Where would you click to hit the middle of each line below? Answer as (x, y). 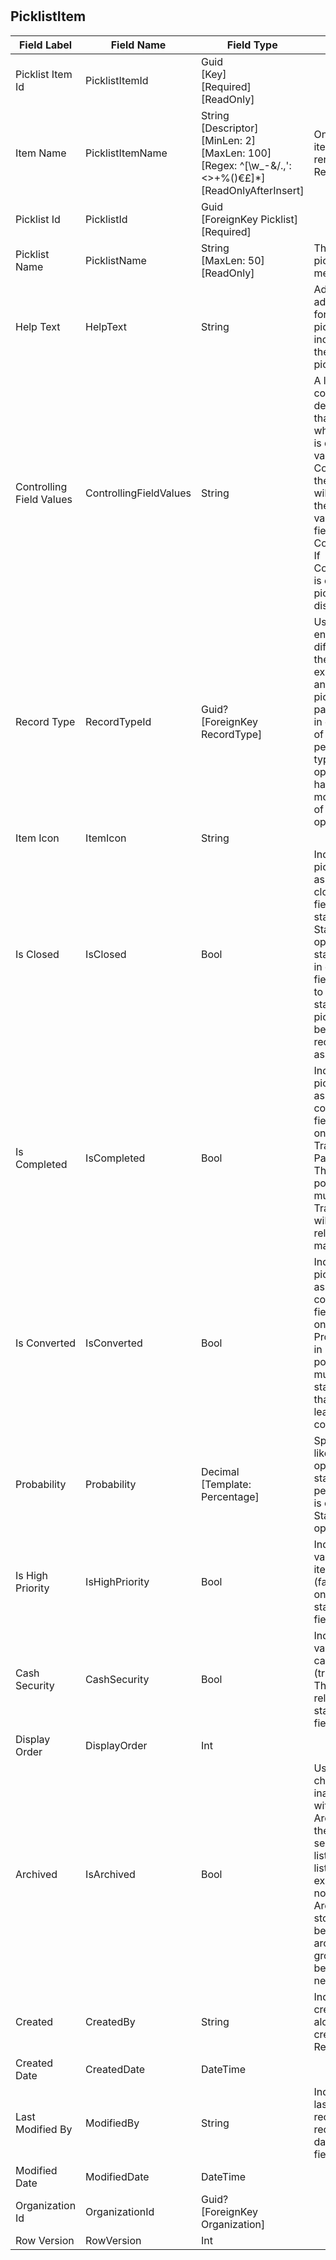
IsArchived (110, 1874)
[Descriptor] (229, 128)
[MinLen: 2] (228, 140)
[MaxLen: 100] (236, 153)
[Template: (226, 1484)
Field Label (45, 45)
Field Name (138, 45)
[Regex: (219, 165)
